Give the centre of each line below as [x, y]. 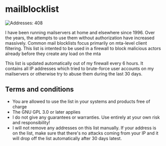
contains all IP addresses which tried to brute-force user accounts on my [80, 69]
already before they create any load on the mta [53, 54]
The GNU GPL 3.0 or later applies [46, 112]
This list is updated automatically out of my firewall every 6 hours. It [74, 63]
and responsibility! [31, 122]
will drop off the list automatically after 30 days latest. [67, 138]
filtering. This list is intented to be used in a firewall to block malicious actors [83, 48]
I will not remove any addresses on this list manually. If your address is [84, 128]
